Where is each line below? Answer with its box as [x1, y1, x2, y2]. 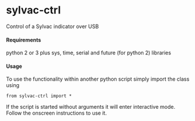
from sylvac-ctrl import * [6, 93, 72, 99]
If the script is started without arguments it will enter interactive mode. [6, 103, 176, 110]
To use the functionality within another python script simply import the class [6, 75, 190, 82]
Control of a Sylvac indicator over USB [6, 23, 99, 30]
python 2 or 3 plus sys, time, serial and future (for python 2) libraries [6, 49, 172, 56]
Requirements [6, 36, 42, 43]
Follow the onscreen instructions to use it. [6, 109, 107, 117]
